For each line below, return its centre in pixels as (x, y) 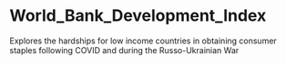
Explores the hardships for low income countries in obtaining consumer (143, 41)
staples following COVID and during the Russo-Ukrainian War (124, 50)
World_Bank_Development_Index (138, 16)
